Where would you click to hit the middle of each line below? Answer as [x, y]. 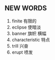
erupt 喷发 [22, 52]
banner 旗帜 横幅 [29, 33]
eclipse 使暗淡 [26, 27]
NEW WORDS [26, 8]
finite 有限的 [24, 21]
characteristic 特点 [31, 39]
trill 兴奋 [20, 46]
